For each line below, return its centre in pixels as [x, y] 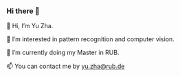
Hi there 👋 [23, 11]
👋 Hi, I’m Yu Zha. [30, 26]
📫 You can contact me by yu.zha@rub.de [66, 66]
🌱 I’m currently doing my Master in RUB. [63, 53]
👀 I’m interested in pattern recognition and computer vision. [90, 39]
